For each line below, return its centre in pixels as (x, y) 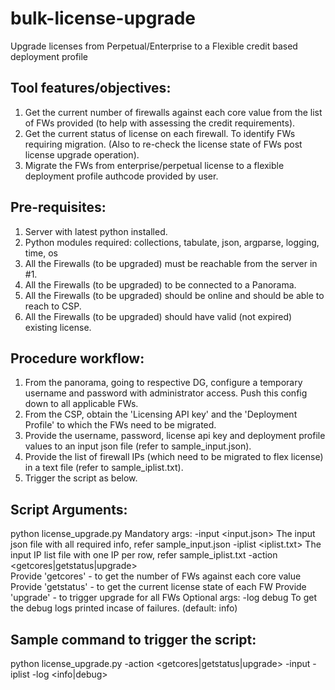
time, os (41, 253)
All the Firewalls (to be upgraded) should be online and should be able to (174, 295)
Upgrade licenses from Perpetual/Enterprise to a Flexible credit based (154, 46)
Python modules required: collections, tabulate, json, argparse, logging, (172, 242)
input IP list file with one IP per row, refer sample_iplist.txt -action (144, 555)
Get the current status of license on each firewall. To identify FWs (160, 133)
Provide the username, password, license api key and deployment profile (175, 436)
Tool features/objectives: (91, 88)
